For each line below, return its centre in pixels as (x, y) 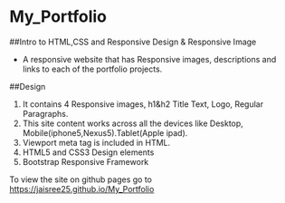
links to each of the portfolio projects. (92, 69)
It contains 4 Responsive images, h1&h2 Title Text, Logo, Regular (143, 104)
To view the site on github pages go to (81, 179)
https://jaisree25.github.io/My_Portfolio (82, 188)
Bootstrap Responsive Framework (85, 161)
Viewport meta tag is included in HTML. (96, 142)
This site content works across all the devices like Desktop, (133, 123)
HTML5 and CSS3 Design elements (88, 152)
